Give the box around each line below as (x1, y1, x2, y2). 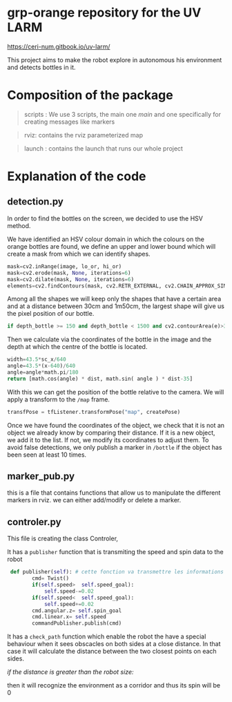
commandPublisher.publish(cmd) (32, 620, 122, 627)
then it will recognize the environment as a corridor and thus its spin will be (7, 681, 221, 690)
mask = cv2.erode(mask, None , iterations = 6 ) (7, 269, 131, 276)
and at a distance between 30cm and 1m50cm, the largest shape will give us (7, 302, 224, 310)
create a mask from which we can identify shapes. (7, 249, 151, 258)
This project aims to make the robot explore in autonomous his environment (7, 55, 222, 64)
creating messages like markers (23, 117, 115, 126)
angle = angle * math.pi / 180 (7, 369, 79, 376)
